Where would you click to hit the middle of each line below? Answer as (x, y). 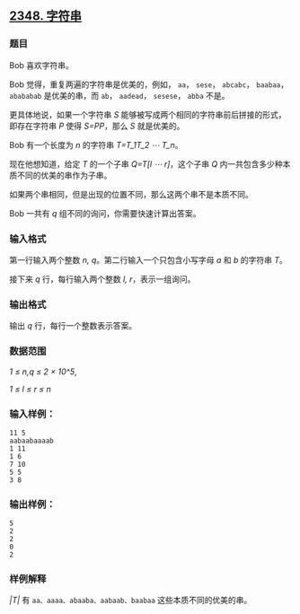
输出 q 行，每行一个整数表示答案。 (73, 326)
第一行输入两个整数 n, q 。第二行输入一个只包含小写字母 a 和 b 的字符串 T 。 (148, 259)
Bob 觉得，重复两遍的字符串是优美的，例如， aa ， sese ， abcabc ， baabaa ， (149, 84)
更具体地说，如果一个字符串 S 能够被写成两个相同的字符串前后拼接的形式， (148, 114)
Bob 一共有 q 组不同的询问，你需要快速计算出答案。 (105, 213)
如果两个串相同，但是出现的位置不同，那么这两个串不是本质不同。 (131, 194)
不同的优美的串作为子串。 (64, 175)
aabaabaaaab (31, 441)
